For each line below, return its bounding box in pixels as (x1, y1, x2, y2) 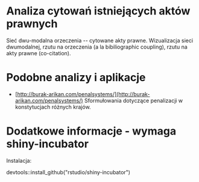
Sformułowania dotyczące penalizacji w (84, 97, 183, 104)
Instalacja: (6, 157, 32, 164)
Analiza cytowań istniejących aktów (6, 4, 191, 18)
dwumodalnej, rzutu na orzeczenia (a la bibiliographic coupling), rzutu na (6, 43, 188, 50)
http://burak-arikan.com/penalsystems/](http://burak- (17, 90, 150, 97)
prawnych (6, 17, 58, 31)
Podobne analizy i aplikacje (6, 71, 146, 85)
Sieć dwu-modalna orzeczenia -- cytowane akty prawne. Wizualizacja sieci (6, 37, 194, 44)
